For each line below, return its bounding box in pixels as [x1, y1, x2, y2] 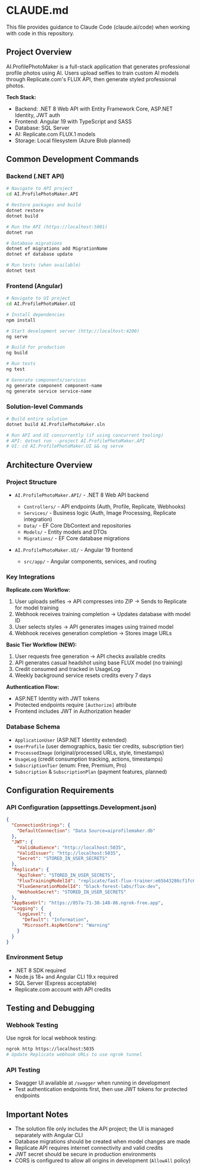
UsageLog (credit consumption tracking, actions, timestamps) [14, 755, 163, 762]
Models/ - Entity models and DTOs [23, 528, 107, 535]
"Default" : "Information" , [21, 917, 89, 923]
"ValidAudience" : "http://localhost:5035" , [17, 844, 127, 850]
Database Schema [6, 722, 61, 731]
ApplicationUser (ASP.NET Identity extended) [14, 736, 127, 743]
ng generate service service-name [6, 388, 92, 394]
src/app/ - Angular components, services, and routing [23, 558, 157, 565]
